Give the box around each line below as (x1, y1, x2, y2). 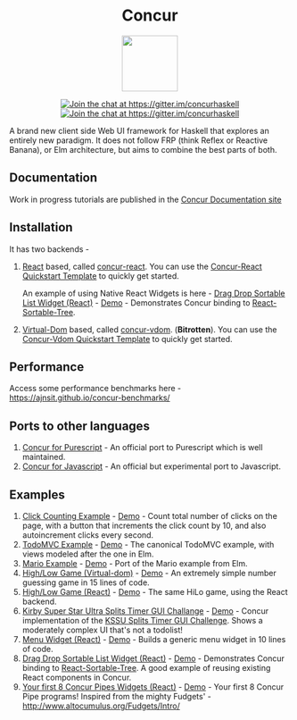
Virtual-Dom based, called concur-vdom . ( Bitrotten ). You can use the (21, 323, 277, 335)
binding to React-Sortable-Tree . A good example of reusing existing (21, 663, 271, 673)
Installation (9, 220, 73, 235)
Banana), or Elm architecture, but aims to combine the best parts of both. (9, 144, 277, 155)
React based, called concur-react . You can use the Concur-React (21, 261, 263, 272)
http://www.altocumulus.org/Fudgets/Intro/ (21, 700, 180, 711)
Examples (9, 487, 65, 502)
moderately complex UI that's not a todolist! (21, 624, 183, 635)
